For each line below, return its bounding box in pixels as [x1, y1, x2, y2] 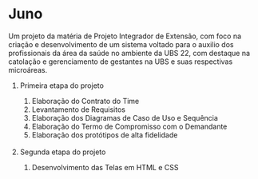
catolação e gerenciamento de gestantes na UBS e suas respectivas [8, 57, 233, 66]
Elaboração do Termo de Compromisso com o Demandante [31, 121, 228, 131]
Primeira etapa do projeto [19, 81, 104, 90]
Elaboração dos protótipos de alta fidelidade [31, 129, 178, 140]
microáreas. [8, 65, 48, 74]
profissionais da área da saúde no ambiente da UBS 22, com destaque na [8, 48, 250, 58]
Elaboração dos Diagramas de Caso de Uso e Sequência [31, 113, 218, 122]
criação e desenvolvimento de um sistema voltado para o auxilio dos [8, 39, 234, 49]
